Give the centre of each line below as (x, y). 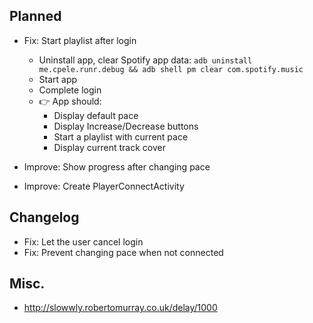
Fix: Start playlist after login (80, 40)
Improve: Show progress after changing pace (117, 166)
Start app (58, 79)
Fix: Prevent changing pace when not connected (123, 252)
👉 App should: (70, 101)
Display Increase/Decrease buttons (126, 126)
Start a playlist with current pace (121, 136)
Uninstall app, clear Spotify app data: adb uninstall (145, 60)
